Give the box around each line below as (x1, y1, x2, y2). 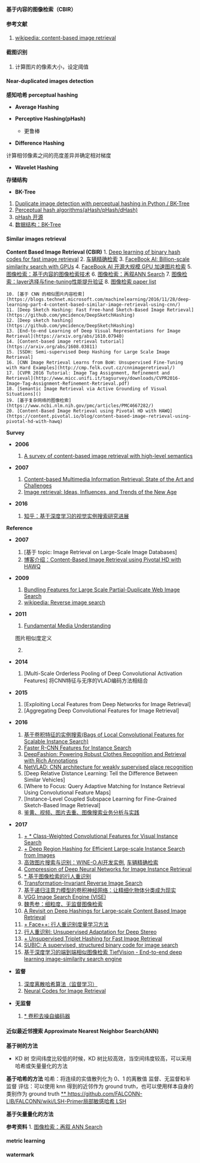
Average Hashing (14, 103, 59, 111)
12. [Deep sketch (6, 317, 50, 324)
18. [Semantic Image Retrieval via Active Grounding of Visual (6, 386, 168, 392)
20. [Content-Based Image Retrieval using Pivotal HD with (6, 408, 157, 414)
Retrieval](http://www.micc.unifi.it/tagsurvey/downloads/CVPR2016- (6, 376, 181, 382)
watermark (6, 1151, 35, 1158)
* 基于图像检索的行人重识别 (23, 873, 92, 880)
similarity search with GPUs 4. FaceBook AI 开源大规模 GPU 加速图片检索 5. (6, 263, 192, 270)
